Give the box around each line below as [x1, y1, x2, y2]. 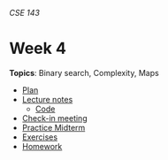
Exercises [21, 132, 58, 142]
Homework [21, 141, 63, 151]
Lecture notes [21, 94, 73, 104]
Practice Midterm [21, 122, 86, 133]
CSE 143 [9, 8, 40, 18]
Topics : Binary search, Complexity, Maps [9, 67, 159, 78]
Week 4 [9, 39, 66, 58]
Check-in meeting [21, 112, 88, 123]
